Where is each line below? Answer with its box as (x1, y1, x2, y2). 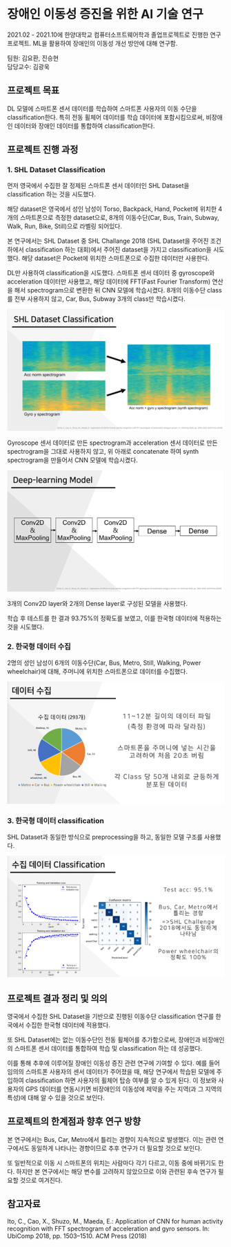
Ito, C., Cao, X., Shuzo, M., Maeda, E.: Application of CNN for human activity (7, 1217, 223, 1225)
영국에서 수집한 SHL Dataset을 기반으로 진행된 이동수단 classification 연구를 (7, 1013, 214, 1021)
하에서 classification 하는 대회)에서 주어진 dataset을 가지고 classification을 (7, 246, 212, 254)
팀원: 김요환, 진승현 (7, 53, 59, 62)
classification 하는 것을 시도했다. (7, 190, 97, 198)
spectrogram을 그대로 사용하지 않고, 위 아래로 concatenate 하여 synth (7, 447, 199, 455)
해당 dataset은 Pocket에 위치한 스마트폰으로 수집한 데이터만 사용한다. (21, 254, 210, 263)
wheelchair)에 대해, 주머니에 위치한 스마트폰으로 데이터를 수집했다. (7, 667, 188, 676)
